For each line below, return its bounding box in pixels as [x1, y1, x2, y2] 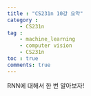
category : [7, 17, 39, 23]
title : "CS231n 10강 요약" [7, 10, 84, 17]
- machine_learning [19, 36, 76, 43]
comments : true [7, 61, 51, 68]
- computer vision [19, 42, 72, 49]
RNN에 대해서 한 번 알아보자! [7, 81, 85, 90]
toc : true [7, 55, 39, 62]
